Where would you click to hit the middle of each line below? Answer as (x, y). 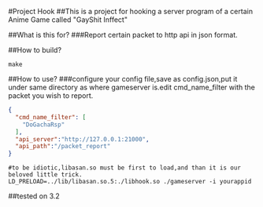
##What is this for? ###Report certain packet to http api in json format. (123, 35)
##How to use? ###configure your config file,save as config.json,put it (123, 79)
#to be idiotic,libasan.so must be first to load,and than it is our (125, 168)
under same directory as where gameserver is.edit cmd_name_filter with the (132, 87)
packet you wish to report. (51, 96)
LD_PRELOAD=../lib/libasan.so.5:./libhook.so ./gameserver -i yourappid (130, 182)
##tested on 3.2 (34, 196)
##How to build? (35, 50)
